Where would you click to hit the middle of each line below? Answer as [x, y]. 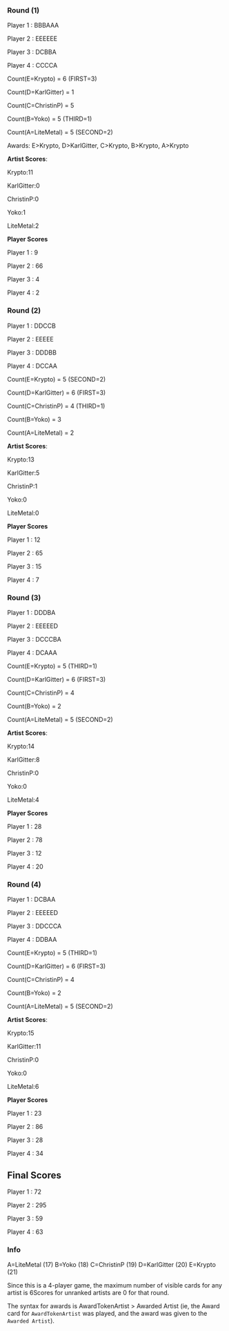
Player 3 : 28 [25, 1140]
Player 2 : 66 [25, 266]
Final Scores [34, 1175]
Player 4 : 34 [25, 1154]
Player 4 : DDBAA [32, 940]
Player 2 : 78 [25, 840]
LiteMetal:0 [23, 513]
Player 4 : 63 [25, 1232]
